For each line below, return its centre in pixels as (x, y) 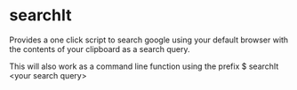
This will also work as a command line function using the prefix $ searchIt (144, 66)
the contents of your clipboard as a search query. (100, 49)
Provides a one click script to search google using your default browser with (149, 40)
